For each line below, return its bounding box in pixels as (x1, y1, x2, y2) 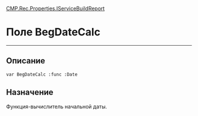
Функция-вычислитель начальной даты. (6, 103, 107, 110)
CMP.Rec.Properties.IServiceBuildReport (6, 5, 105, 12)
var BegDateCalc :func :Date (6, 71, 78, 77)
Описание (6, 56, 45, 66)
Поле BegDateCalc (6, 26, 101, 39)
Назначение (6, 87, 54, 97)
